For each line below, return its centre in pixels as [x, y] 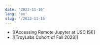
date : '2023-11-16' [25, 9]
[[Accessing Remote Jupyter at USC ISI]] [54, 32]
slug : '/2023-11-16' [26, 18]
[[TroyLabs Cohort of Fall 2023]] [45, 37]
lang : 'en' [16, 14]
